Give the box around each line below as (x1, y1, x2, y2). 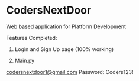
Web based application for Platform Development (6, 23, 126, 30)
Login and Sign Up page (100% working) (14, 45, 114, 53)
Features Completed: (6, 34, 57, 41)
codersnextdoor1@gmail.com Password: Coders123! (6, 68, 134, 75)
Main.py (14, 57, 35, 64)
